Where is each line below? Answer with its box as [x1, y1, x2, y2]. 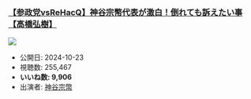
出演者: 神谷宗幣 [19, 82, 73, 92]
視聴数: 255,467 [19, 63, 73, 72]
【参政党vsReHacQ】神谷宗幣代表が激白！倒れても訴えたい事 [8, 6, 243, 17]
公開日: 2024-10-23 [19, 53, 84, 62]
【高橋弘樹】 [8, 18, 58, 29]
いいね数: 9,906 [19, 72, 73, 82]
